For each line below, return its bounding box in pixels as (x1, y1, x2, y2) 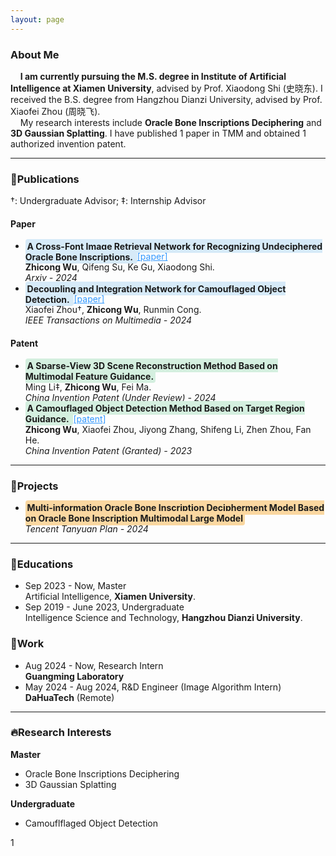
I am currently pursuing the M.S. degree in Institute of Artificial (19, 70, 287, 82)
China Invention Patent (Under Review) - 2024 (24, 391, 217, 403)
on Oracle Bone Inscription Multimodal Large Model (24, 512, 243, 524)
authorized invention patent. (10, 137, 127, 150)
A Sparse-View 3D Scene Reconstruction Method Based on (26, 359, 278, 371)
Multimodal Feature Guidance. (24, 370, 155, 382)
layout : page (10, 14, 65, 25)
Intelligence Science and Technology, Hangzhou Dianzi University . (24, 612, 303, 624)
